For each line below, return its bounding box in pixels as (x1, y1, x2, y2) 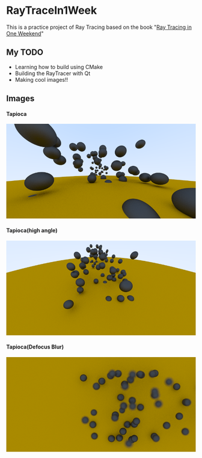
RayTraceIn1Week (6, 4, 97, 17)
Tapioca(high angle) (6, 227, 58, 234)
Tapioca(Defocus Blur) (6, 343, 64, 350)
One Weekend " (6, 29, 44, 37)
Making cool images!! (14, 76, 68, 83)
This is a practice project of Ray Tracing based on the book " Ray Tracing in (6, 23, 192, 31)
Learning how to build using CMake (14, 63, 103, 70)
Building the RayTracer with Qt (14, 70, 91, 77)
